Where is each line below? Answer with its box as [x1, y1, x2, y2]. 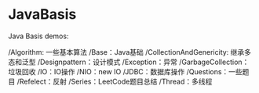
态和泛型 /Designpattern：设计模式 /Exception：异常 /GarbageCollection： [8, 57, 250, 66]
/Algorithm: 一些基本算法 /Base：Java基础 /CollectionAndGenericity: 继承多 [8, 47, 252, 56]
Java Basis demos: [8, 31, 69, 41]
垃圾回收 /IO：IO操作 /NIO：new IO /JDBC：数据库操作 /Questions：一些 [8, 66, 243, 76]
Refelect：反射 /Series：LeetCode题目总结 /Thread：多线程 [19, 77, 213, 86]
